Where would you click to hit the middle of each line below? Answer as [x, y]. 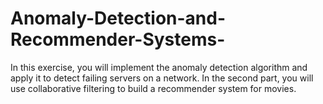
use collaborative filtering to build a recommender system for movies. [153, 88]
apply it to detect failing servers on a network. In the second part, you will [162, 78]
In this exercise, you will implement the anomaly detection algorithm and [159, 67]
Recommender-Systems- [118, 39]
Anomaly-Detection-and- [118, 18]
